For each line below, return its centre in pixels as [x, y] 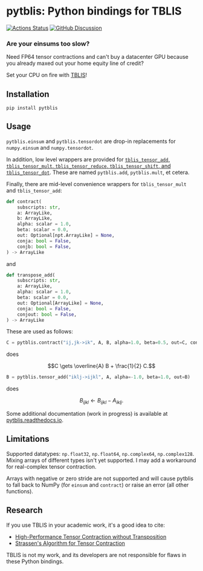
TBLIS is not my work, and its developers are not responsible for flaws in [96, 555]
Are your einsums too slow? [48, 44]
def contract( [24, 201]
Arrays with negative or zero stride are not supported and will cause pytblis [100, 478]
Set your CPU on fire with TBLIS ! [47, 75]
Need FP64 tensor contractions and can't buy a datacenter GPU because [98, 57]
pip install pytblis [32, 108]
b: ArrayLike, [35, 219]
